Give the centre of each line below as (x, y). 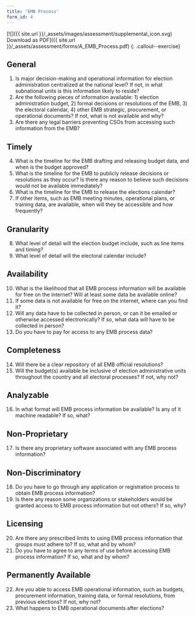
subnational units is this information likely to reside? (77, 91)
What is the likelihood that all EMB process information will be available (100, 288)
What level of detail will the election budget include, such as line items (100, 243)
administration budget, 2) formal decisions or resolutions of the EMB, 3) (101, 104)
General (22, 64)
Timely (20, 147)
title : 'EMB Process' (33, 11)
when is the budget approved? (52, 167)
